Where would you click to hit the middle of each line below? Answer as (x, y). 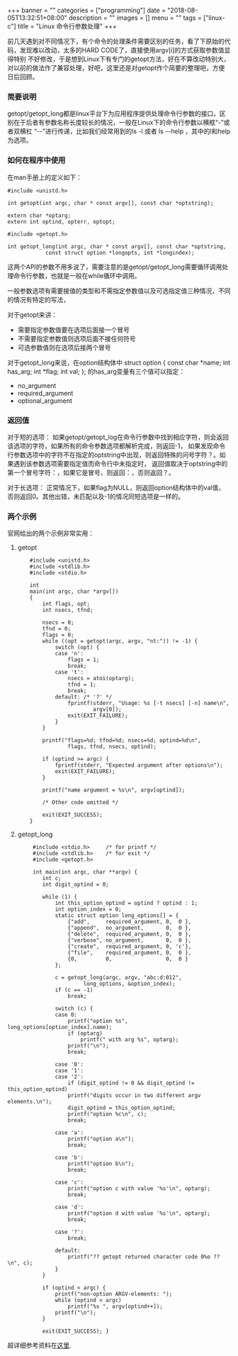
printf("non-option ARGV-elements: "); (114, 1294)
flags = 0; (58, 635)
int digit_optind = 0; (76, 885)
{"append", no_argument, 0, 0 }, (130, 928)
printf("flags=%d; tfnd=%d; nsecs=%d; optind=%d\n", (121, 740)
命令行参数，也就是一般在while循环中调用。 (77, 275)
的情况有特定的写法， (38, 299)
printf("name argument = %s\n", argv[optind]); (114, 790)
